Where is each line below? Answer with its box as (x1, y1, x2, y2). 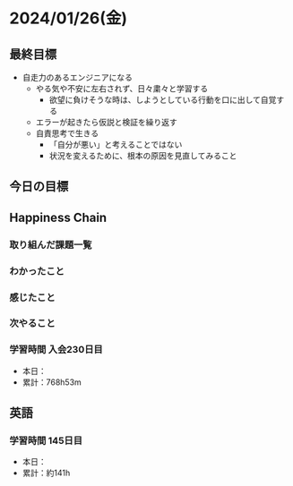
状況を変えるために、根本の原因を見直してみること (48, 150, 237, 161)
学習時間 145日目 (9, 435, 83, 448)
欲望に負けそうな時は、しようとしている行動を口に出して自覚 (48, 95, 277, 105)
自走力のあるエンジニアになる (22, 72, 133, 82)
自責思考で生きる (35, 128, 99, 139)
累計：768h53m (22, 377, 82, 388)
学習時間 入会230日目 (9, 344, 103, 356)
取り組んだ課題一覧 (9, 238, 92, 251)
